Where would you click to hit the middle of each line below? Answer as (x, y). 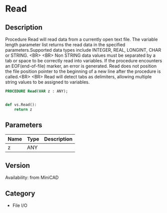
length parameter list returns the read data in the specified (65, 45)
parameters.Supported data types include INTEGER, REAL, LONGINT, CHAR (83, 50)
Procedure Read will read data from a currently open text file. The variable (81, 39)
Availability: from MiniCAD (32, 178)
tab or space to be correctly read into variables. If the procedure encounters (84, 61)
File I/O (20, 205)
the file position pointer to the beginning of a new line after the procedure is (83, 71)
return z (23, 109)
